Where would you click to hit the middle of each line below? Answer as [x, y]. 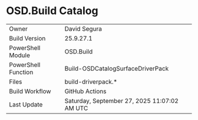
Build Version [27, 38]
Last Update [26, 104]
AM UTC [76, 108]
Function [21, 72]
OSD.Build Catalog [52, 11]
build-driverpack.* [91, 82]
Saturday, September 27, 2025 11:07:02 [121, 101]
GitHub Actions [85, 91]
